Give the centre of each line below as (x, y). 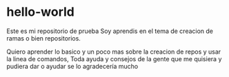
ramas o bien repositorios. (43, 38)
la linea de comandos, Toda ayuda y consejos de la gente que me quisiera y (114, 58)
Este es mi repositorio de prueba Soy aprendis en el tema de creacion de (110, 31)
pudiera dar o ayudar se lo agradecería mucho (72, 66)
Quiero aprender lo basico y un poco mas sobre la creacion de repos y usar (114, 52)
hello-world (41, 12)
